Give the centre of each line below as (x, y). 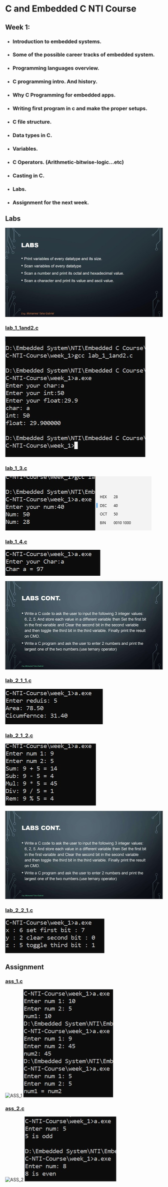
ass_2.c (15, 1108)
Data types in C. (32, 135)
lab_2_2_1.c (19, 910)
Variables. (25, 149)
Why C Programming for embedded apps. (64, 95)
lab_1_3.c (16, 468)
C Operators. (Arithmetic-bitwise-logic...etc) (68, 162)
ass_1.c (14, 981)
